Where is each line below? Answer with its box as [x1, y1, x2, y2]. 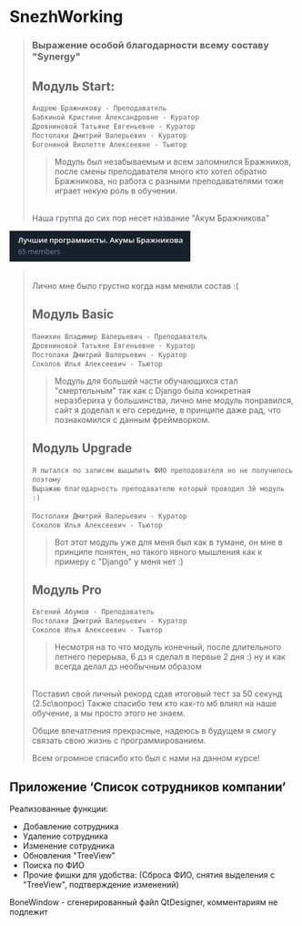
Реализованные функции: [9, 804, 109, 815]
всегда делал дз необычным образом [54, 661, 202, 672]
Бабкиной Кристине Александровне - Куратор [31, 112, 200, 122]
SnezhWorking [9, 6, 124, 27]
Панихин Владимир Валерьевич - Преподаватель [31, 332, 207, 341]
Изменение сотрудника [22, 840, 116, 851]
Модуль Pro [31, 581, 102, 598]
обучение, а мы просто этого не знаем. [31, 708, 186, 719]
